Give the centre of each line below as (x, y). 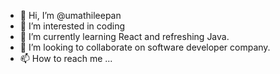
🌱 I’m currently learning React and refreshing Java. (124, 36)
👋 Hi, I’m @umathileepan (70, 15)
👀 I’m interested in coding (72, 26)
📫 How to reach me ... (66, 58)
